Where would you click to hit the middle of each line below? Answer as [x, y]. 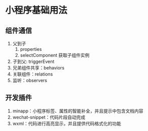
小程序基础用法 [36, 10]
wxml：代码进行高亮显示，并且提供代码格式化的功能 [67, 123]
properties [31, 49]
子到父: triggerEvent [33, 61]
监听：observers [30, 80]
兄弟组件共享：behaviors [38, 68]
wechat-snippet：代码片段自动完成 [49, 117]
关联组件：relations [33, 74]
